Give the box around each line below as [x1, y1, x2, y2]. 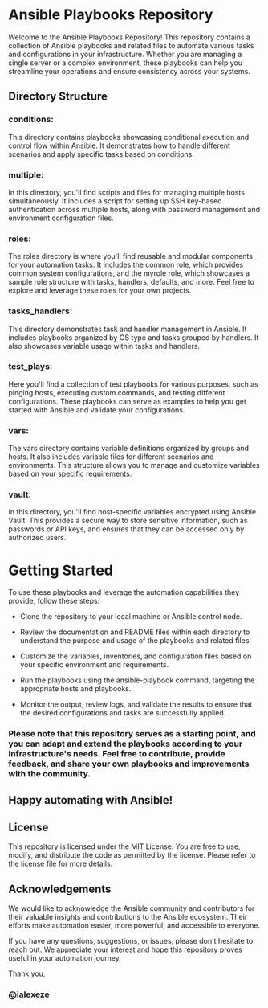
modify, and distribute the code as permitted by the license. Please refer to [8, 850, 256, 860]
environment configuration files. [8, 213, 114, 223]
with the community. [8, 768, 91, 780]
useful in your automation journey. [8, 953, 122, 963]
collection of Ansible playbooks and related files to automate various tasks [8, 40, 254, 50]
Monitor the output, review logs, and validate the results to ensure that [19, 699, 253, 709]
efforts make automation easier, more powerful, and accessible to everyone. [8, 920, 261, 930]
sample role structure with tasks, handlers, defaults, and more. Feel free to [8, 277, 255, 287]
